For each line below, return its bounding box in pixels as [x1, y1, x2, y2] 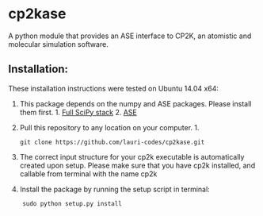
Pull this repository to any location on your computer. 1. [19, 122, 200, 132]
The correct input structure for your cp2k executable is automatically [19, 152, 245, 161]
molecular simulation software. [8, 39, 109, 48]
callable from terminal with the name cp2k [19, 168, 158, 179]
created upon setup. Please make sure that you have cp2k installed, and [19, 160, 256, 170]
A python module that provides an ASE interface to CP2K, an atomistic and [8, 31, 252, 40]
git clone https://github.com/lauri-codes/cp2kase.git [19, 138, 205, 146]
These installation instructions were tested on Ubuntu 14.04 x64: [8, 83, 219, 93]
